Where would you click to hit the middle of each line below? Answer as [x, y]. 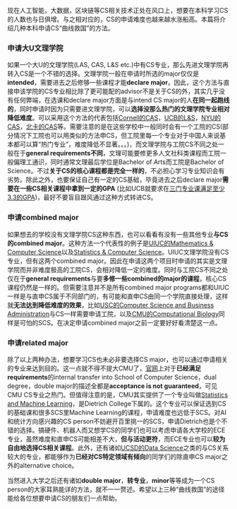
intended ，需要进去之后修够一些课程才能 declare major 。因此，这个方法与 [115, 83]
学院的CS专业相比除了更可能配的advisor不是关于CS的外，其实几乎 [122, 91]
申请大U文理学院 [35, 48]
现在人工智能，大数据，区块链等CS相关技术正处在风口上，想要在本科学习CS [118, 10]
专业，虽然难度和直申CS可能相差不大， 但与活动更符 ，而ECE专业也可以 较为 [116, 439]
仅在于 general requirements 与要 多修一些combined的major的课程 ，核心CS [117, 279]
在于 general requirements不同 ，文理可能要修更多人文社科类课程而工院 [117, 153]
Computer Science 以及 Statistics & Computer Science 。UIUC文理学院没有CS [118, 252]
